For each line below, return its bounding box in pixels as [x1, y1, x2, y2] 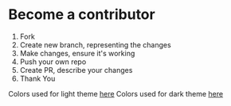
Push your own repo [19, 57, 87, 66]
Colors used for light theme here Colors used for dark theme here [8, 89, 224, 98]
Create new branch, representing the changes [19, 40, 171, 49]
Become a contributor [8, 6, 155, 24]
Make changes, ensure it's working [19, 48, 135, 58]
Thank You [19, 74, 56, 83]
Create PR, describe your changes [19, 65, 133, 74]
